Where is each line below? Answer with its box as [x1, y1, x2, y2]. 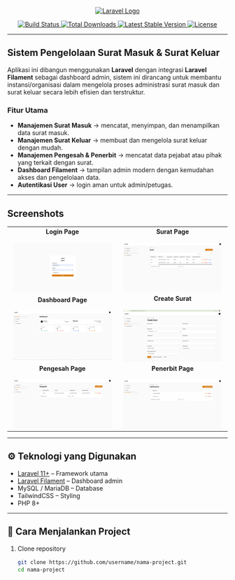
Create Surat [153, 295, 192, 303]
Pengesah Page [39, 365, 86, 373]
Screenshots [7, 207, 64, 220]
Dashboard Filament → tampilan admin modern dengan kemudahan [17, 166, 215, 174]
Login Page [45, 227, 79, 236]
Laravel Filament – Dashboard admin [17, 476, 123, 485]
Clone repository [17, 544, 66, 553]
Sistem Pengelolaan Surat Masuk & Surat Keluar [7, 47, 220, 59]
